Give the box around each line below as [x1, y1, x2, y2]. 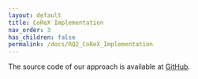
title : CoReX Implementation [8, 19, 104, 27]
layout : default [8, 11, 62, 20]
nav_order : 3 [8, 26, 51, 34]
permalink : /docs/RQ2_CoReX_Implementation [8, 41, 154, 48]
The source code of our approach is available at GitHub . [8, 62, 191, 71]
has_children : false [8, 33, 77, 41]
